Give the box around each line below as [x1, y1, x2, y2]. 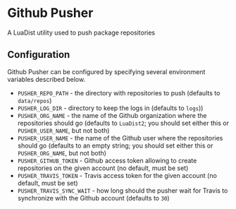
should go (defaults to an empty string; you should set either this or [17, 141, 213, 150]
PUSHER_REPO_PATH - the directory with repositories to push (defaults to [17, 88, 221, 97]
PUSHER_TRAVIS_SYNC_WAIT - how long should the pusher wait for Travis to [17, 186, 228, 195]
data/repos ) [17, 96, 52, 104]
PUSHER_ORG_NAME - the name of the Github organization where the [17, 111, 207, 119]
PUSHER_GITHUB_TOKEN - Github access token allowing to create [17, 156, 197, 165]
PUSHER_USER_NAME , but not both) [17, 126, 110, 135]
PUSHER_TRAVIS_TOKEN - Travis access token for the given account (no [17, 171, 217, 179]
